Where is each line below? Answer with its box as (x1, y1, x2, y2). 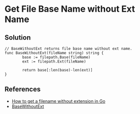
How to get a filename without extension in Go (11, 98, 106, 104)
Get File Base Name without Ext (4, 3, 136, 15)
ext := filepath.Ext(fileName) (22, 59, 86, 64)
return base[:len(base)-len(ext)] (22, 68, 93, 72)
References (4, 85, 41, 93)
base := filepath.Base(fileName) (22, 55, 91, 60)
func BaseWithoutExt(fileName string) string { (4, 50, 104, 55)
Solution (4, 33, 31, 42)
